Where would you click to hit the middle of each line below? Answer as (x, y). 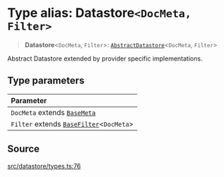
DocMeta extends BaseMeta (53, 112)
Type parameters (46, 81)
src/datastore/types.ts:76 (44, 166)
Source (24, 149)
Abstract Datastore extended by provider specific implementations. (105, 59)
